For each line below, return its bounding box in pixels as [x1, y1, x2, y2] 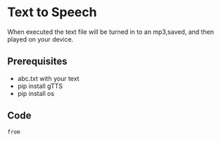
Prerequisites [7, 56, 68, 68]
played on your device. [7, 35, 74, 43]
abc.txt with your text [17, 74, 80, 82]
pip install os [17, 89, 55, 97]
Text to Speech [7, 4, 97, 20]
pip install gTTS [17, 82, 63, 90]
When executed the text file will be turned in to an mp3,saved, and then [7, 27, 215, 36]
